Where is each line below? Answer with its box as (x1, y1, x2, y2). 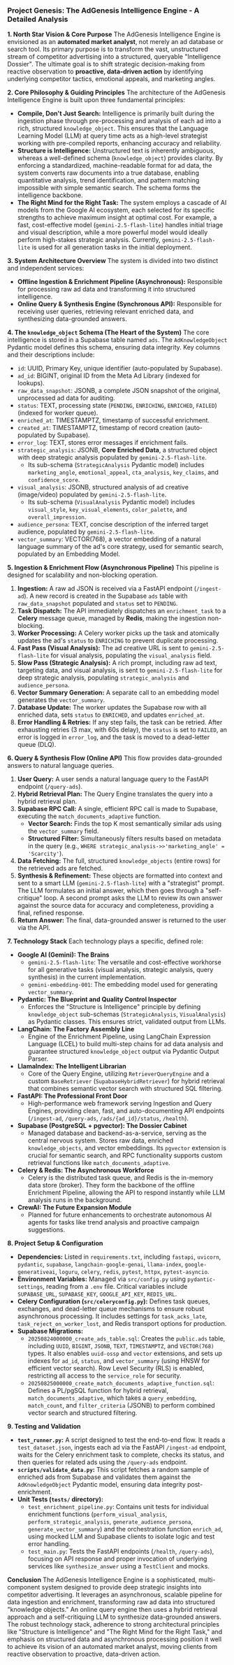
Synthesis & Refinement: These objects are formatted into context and (17, 871, 223, 880)
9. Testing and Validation (7, 1422, 81, 1431)
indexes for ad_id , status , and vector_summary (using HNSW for (27, 1357, 210, 1365)
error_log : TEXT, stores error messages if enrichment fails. (17, 438, 189, 447)
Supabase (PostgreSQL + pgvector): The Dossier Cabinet (17, 1122, 187, 1130)
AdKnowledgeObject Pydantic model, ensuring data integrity (17, 1480, 187, 1489)
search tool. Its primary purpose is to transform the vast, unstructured (7, 45, 208, 54)
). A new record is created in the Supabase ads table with (24, 592, 188, 600)
